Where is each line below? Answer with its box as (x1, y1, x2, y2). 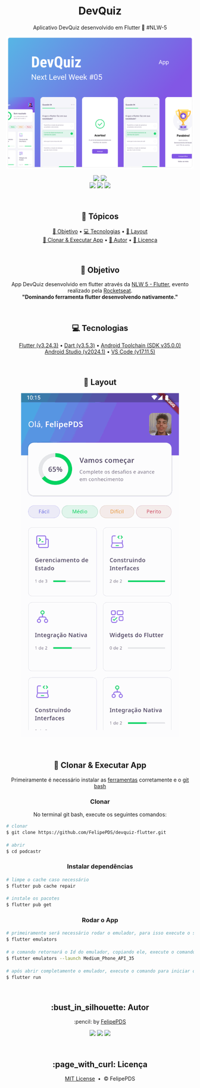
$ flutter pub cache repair (6, 883, 76, 889)
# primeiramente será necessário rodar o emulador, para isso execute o (6, 930, 190, 937)
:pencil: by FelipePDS (74, 1018, 126, 1025)
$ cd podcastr (6, 848, 42, 854)
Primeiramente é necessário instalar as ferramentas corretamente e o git (11, 776, 189, 783)
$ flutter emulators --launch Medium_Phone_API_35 (6, 955, 135, 961)
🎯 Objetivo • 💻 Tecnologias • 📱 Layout (52, 228, 148, 235)
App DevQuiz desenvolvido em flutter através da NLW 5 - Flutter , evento (11, 281, 189, 288)
